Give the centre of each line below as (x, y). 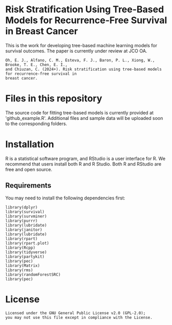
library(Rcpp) (21, 248)
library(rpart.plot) (27, 243)
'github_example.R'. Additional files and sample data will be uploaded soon (84, 118)
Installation (30, 144)
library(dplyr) (22, 207)
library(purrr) (22, 221)
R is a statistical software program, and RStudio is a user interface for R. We (85, 158)
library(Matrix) (23, 266)
